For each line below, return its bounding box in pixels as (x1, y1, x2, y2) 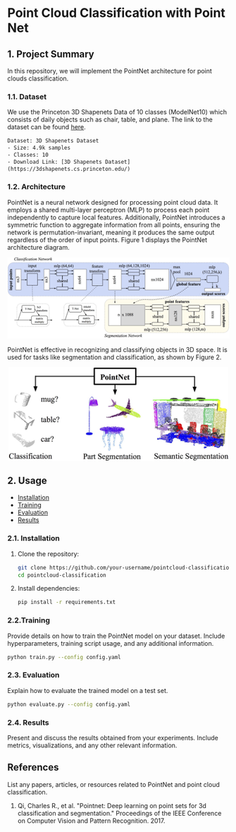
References (7, 761, 59, 773)
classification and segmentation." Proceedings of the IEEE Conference (17, 809, 222, 817)
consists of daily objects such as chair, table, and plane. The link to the (7, 115, 213, 124)
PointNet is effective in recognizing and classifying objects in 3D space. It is (7, 345, 228, 354)
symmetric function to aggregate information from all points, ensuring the (7, 220, 221, 229)
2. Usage (7, 474, 47, 486)
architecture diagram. (7, 243, 70, 251)
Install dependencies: (17, 584, 80, 593)
